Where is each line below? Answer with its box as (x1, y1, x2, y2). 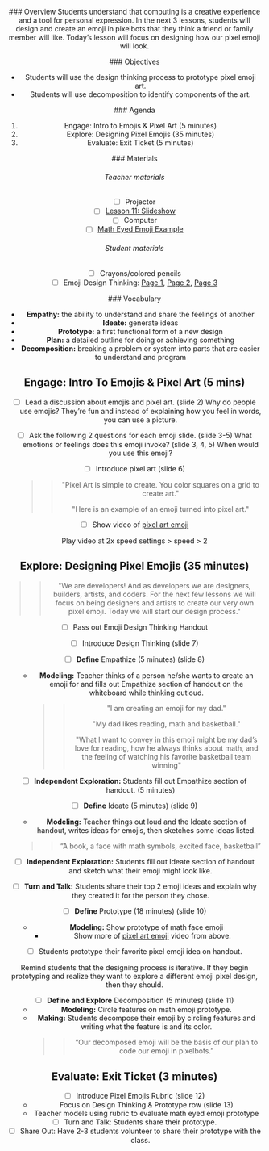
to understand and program (94, 352, 187, 362)
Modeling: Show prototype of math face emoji (69, 923, 224, 932)
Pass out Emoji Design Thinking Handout (72, 622, 209, 632)
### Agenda (114, 105, 155, 115)
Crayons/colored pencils (99, 268, 182, 278)
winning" (151, 760, 182, 770)
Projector (125, 197, 156, 207)
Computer (123, 216, 158, 225)
